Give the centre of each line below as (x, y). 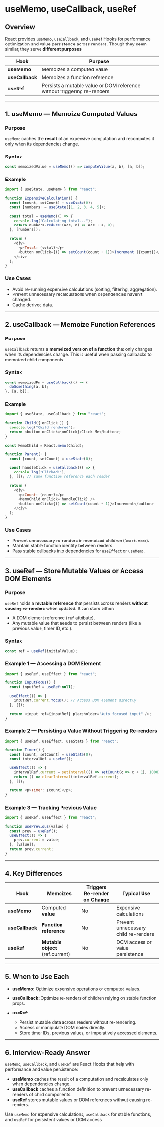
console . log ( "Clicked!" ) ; (40, 472)
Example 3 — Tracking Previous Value (51, 807)
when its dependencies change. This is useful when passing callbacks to (79, 354)
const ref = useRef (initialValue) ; (41, 651)
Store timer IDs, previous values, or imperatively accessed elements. (88, 1033)
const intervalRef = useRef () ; (41, 759)
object (49, 948)
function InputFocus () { (30, 683)
